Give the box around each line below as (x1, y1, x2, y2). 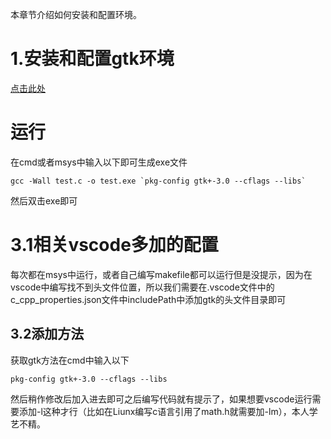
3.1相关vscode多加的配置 (10, 234, 219, 257)
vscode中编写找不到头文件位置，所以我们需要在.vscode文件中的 (10, 281, 275, 293)
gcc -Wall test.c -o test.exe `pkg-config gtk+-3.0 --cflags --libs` (10, 176, 307, 186)
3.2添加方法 (10, 326, 85, 343)
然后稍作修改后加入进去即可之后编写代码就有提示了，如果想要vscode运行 (10, 393, 313, 405)
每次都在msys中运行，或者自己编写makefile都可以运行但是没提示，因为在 (10, 268, 313, 280)
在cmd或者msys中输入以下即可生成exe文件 (10, 156, 188, 168)
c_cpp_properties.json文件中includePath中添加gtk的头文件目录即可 (10, 293, 287, 305)
